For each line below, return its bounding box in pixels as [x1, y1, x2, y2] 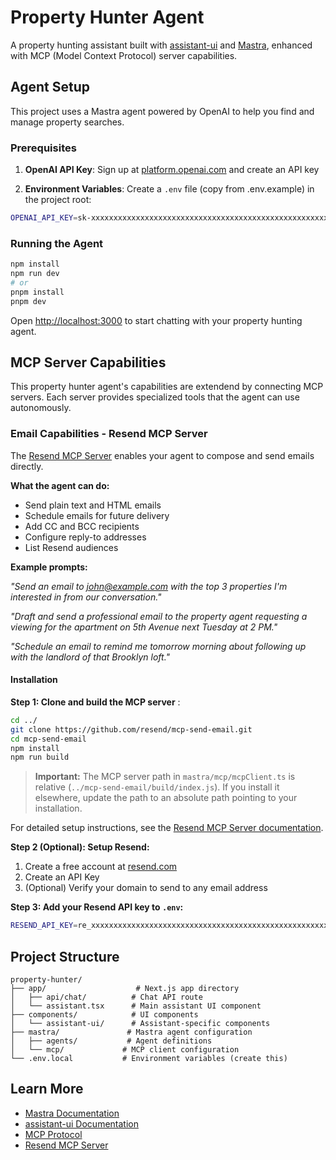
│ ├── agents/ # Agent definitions [10, 1036, 213, 1046]
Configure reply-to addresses [24, 531, 147, 543]
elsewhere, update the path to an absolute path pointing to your [34, 792, 298, 804]
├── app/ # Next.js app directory [10, 983, 240, 993]
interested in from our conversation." [10, 591, 162, 603]
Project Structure [10, 948, 120, 965]
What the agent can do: [10, 479, 110, 491]
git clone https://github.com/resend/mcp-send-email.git [10, 724, 253, 735]
